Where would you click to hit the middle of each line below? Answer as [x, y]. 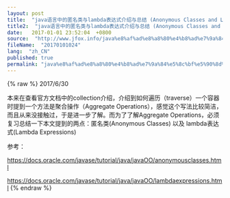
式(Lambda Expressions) [42, 132]
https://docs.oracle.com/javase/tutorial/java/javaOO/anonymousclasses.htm [114, 160]
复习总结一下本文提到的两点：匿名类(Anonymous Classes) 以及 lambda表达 [113, 123]
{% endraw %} [31, 188]
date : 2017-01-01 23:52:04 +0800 [59, 32]
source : [18, 39]
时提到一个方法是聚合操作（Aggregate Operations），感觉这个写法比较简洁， [115, 106]
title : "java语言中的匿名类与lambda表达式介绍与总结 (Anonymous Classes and [112, 20]
